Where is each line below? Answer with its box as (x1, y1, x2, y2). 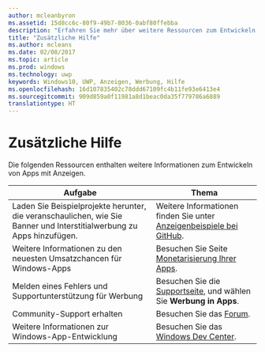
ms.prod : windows (8, 63, 65, 71)
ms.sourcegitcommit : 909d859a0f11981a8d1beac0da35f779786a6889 (8, 93, 221, 100)
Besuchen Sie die (155, 276, 221, 287)
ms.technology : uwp (8, 70, 73, 78)
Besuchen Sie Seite (155, 243, 228, 254)
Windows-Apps (12, 263, 72, 274)
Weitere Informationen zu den (12, 243, 122, 254)
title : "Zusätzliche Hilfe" (8, 33, 101, 42)
